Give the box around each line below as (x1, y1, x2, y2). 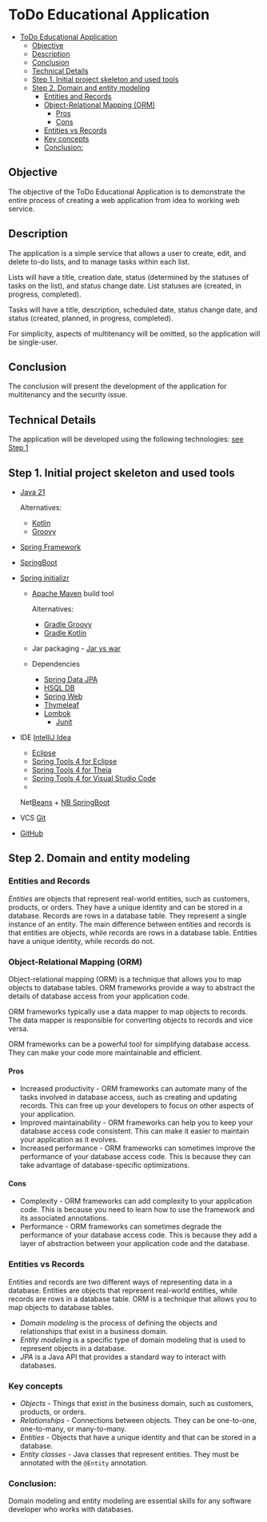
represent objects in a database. (19, 1343, 126, 1353)
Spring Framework (19, 542, 82, 552)
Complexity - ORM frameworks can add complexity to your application (19, 1197, 253, 1206)
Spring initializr (19, 573, 70, 583)
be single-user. (8, 337, 58, 347)
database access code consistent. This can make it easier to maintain (19, 1126, 249, 1136)
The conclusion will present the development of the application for (8, 381, 227, 391)
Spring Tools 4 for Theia (31, 765, 112, 775)
